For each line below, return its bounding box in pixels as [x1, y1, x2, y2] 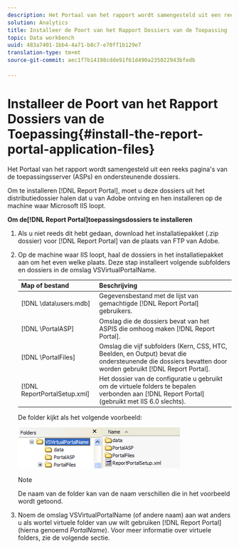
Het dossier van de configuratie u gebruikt [99, 374, 223, 383]
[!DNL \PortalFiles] [21, 353, 76, 361]
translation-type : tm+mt [7, 49, 81, 56]
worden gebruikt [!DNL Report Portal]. [99, 364, 211, 373]
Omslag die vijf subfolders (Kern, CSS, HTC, [99, 342, 228, 350]
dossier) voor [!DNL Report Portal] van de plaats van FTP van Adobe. [17, 236, 221, 245]
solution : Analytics [7, 19, 69, 26]
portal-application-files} [7, 141, 155, 157]
